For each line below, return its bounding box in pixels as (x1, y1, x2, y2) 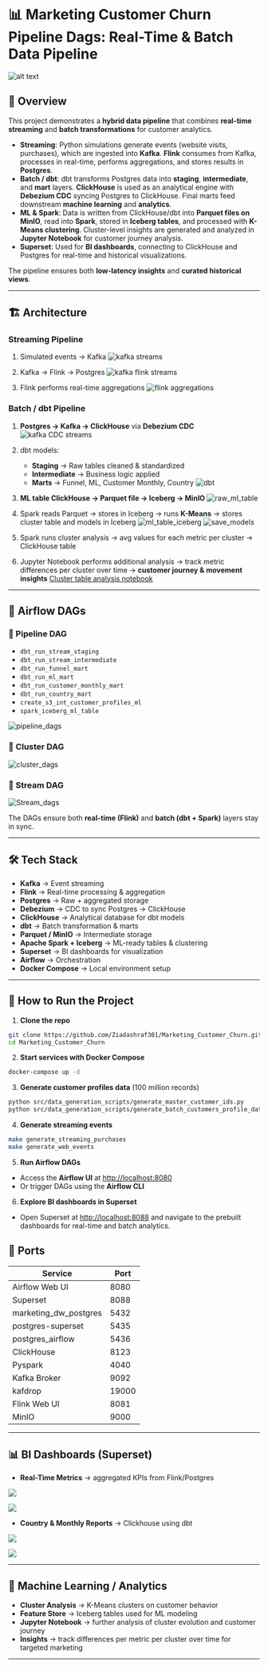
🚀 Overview (8, 94, 67, 108)
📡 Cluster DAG (8, 741, 65, 752)
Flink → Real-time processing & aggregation (19, 887, 166, 896)
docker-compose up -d (8, 1068, 81, 1076)
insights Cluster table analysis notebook (19, 573, 153, 583)
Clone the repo (19, 1016, 70, 1025)
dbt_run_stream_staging (19, 648, 100, 656)
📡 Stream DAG (8, 780, 64, 791)
